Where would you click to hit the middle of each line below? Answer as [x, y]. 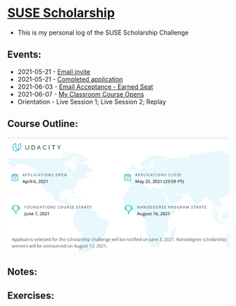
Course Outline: [43, 124]
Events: [24, 55]
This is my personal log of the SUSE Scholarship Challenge [103, 32]
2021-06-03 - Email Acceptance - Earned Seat [85, 87]
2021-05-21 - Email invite [54, 71]
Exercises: [31, 296]
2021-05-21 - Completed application [70, 79]
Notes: [22, 272]
